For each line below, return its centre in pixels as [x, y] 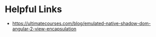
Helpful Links [34, 9]
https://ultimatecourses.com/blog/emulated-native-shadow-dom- [82, 23]
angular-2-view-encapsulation [44, 28]
